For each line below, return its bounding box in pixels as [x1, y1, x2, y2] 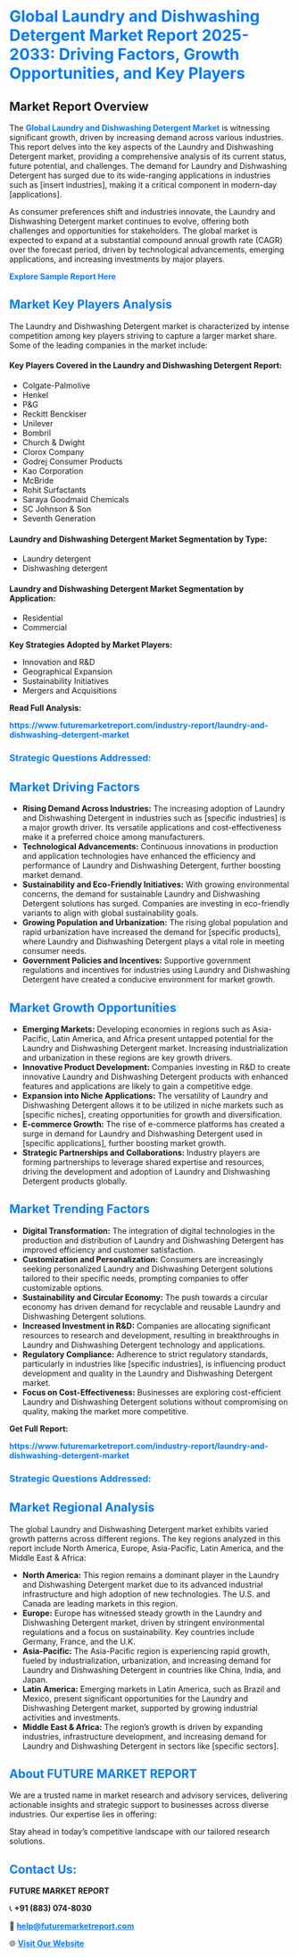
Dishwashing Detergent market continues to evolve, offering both [9, 216, 250, 226]
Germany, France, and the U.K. [21, 1636, 136, 1647]
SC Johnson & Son [21, 503, 92, 515]
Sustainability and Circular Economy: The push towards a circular [21, 1292, 269, 1303]
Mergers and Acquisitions [21, 686, 118, 696]
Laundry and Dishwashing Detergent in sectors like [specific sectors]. [21, 1741, 279, 1751]
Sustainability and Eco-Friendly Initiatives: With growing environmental [21, 879, 290, 890]
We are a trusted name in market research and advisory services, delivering [9, 1790, 288, 1801]
